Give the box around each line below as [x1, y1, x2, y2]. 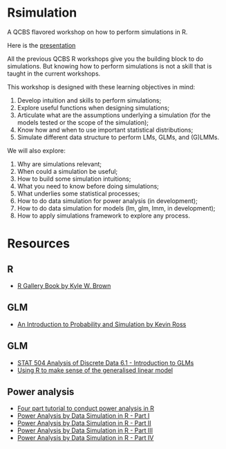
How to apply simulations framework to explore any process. [17, 211, 190, 220]
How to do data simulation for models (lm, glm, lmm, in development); [17, 204, 216, 212]
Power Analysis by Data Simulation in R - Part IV [17, 434, 154, 442]
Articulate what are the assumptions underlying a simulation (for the [17, 111, 211, 119]
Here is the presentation [7, 41, 76, 49]
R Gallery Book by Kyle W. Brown [17, 281, 111, 290]
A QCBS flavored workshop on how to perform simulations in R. [7, 28, 188, 36]
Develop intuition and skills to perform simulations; [17, 96, 162, 105]
